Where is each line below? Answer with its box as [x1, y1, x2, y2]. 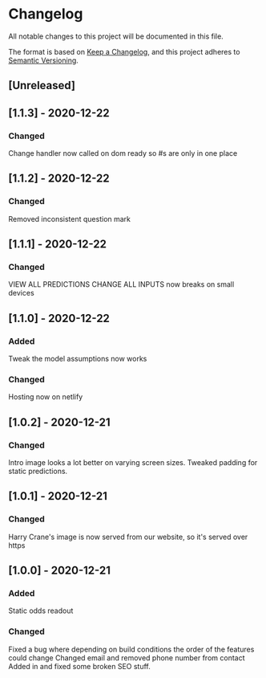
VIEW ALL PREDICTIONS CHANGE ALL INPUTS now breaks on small [8, 280, 235, 289]
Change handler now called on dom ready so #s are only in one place [8, 149, 238, 158]
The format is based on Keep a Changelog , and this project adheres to [8, 47, 240, 56]
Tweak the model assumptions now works [8, 354, 147, 364]
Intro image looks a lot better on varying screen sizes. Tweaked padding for [8, 458, 258, 468]
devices [8, 288, 34, 298]
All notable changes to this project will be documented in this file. [8, 31, 224, 41]
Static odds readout [8, 606, 74, 615]
